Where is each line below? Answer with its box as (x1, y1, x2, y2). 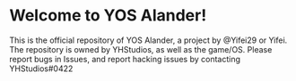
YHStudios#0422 (9, 63, 74, 74)
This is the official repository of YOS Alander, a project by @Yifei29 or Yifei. (9, 35, 288, 45)
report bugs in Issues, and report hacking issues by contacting (9, 53, 240, 64)
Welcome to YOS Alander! (9, 5, 207, 26)
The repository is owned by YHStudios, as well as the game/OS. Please (9, 44, 273, 54)
